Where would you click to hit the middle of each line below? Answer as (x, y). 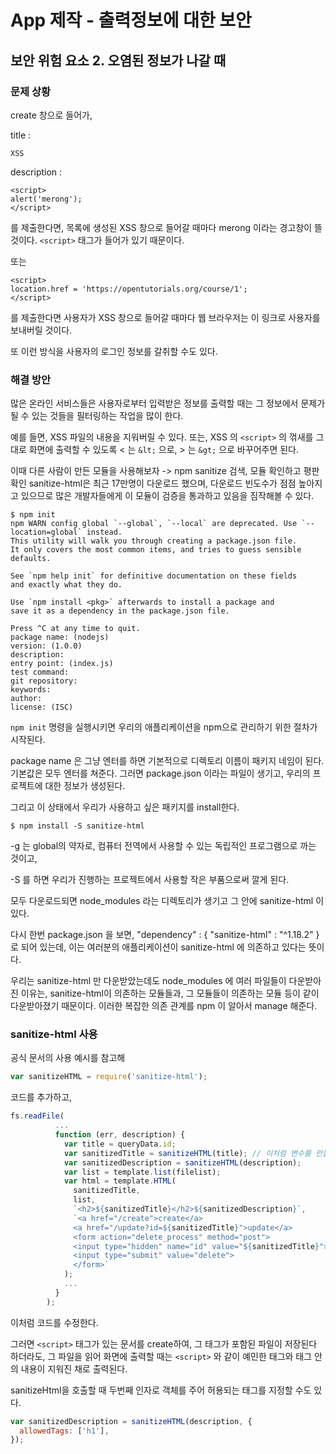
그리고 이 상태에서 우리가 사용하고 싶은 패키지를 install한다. (125, 807)
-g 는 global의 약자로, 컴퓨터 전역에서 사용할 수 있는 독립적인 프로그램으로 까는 (163, 846)
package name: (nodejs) (60, 637)
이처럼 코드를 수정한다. (54, 1322)
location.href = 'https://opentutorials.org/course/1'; (129, 289)
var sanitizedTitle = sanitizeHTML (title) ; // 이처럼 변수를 (187, 1153)
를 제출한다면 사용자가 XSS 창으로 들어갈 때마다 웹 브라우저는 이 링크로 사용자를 (165, 317)
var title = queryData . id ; (120, 1144)
